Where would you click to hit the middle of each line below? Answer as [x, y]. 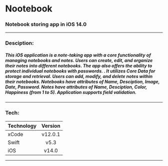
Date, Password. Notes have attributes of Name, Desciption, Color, [76, 87]
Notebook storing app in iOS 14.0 [46, 24]
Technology [22, 125]
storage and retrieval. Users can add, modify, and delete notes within [79, 76]
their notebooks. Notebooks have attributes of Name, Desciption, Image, [82, 81]
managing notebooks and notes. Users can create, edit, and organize [79, 60]
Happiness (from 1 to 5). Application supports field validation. [71, 92]
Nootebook [29, 9]
